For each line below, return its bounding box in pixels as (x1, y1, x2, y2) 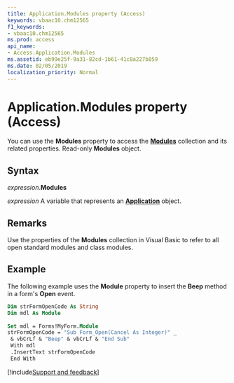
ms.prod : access (7, 36, 55, 43)
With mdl (10, 342, 36, 349)
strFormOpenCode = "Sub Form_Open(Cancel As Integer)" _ (7, 329, 177, 336)
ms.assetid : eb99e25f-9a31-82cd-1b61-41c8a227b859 (7, 56, 158, 63)
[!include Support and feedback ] (7, 368, 99, 376)
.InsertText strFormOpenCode (10, 349, 96, 356)
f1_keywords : (7, 23, 46, 30)
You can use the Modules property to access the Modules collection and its (7, 137, 228, 146)
